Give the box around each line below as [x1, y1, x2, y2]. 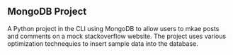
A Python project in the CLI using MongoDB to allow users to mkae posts [7, 24, 220, 32]
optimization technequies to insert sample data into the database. [7, 39, 198, 48]
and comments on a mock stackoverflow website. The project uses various [7, 32, 227, 40]
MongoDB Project [7, 6, 87, 18]
